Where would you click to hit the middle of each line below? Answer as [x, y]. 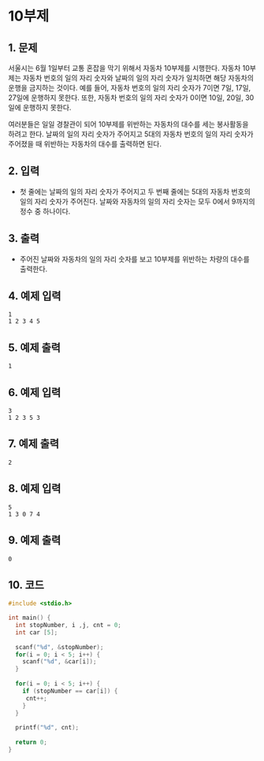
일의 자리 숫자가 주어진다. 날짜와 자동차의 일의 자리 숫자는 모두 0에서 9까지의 [137, 201]
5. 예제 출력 [35, 347]
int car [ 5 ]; [37, 632]
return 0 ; [31, 742]
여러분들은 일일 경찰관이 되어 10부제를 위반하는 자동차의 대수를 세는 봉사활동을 [128, 124]
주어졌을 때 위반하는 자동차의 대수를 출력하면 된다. [85, 144]
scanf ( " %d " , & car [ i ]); [59, 662]
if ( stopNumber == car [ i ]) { [70, 691]
